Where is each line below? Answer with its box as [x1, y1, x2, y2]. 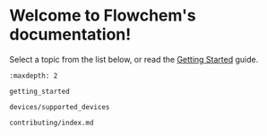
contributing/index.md [9, 118, 94, 127]
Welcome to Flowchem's [9, 5, 196, 26]
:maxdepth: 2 [9, 71, 58, 81]
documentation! [9, 24, 132, 45]
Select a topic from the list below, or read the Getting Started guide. [9, 54, 259, 64]
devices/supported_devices [9, 102, 110, 112]
